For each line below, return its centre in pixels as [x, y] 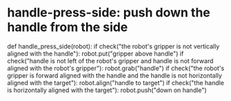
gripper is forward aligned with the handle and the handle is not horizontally [115, 75]
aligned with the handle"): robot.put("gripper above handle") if [96, 54]
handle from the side [68, 27]
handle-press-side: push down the [109, 13]
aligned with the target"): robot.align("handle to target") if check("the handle [115, 82]
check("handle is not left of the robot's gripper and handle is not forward [110, 60]
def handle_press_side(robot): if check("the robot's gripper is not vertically [113, 46]
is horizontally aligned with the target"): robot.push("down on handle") [107, 90]
